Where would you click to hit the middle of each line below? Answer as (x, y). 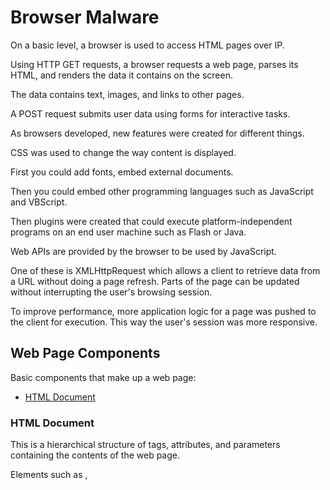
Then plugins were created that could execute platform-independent (151, 221)
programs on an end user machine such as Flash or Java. (128, 232)
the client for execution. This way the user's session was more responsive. (164, 322)
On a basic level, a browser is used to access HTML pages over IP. (147, 45)
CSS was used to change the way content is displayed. (123, 152)
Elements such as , (49, 475)
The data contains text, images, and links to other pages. (127, 94)
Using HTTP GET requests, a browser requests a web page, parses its (154, 64)
